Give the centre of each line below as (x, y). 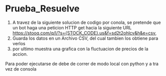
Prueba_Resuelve (42, 9)
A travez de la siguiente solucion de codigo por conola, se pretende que (86, 22)
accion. (20, 54)
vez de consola (21, 69)
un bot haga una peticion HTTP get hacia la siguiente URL (72, 27)
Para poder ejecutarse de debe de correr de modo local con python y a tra (82, 64)
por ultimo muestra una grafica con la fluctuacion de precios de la (80, 49)
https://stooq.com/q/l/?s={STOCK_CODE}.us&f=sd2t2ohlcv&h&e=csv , (84, 33)
